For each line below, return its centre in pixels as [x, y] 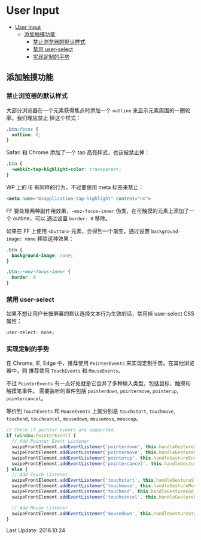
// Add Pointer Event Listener [51, 442]
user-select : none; [31, 333]
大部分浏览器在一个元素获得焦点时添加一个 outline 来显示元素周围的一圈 [96, 110]
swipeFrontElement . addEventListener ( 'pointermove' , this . [86, 452]
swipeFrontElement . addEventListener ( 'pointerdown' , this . [86, 447]
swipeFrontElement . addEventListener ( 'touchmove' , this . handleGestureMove [105, 486]
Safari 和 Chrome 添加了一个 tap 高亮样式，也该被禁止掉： [78, 152]
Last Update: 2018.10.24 [36, 530]
